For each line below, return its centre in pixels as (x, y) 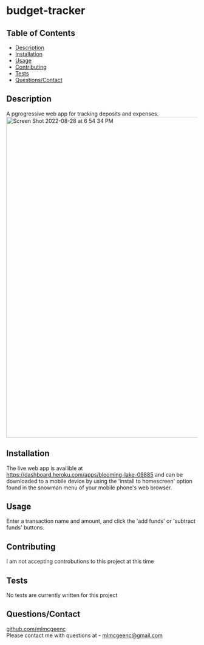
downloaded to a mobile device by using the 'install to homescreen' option (99, 481)
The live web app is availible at (45, 468)
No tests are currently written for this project (62, 595)
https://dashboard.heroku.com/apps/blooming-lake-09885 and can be (95, 474)
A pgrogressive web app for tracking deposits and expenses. (83, 114)
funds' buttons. (25, 528)
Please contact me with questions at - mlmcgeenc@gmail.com (84, 635)
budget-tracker (46, 11)
